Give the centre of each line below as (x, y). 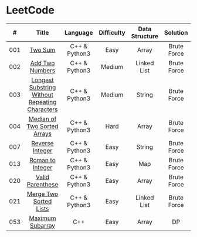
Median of (43, 119)
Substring (43, 87)
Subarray (43, 225)
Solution (176, 32)
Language (79, 32)
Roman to (42, 160)
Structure (145, 36)
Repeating (43, 102)
